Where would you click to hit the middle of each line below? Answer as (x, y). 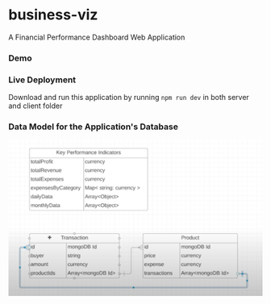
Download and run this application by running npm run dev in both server (129, 98)
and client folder (35, 106)
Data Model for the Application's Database (94, 127)
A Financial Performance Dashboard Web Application (97, 37)
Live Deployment (42, 80)
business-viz (53, 15)
